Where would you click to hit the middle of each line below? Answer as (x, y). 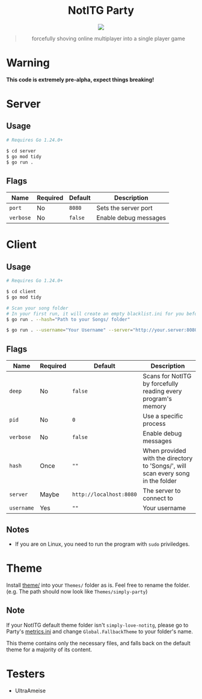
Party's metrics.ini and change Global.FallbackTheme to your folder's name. (100, 631)
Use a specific (163, 416)
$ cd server (21, 151)
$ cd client (21, 292)
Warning (28, 63)
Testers (26, 674)
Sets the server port (125, 208)
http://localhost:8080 (104, 495)
